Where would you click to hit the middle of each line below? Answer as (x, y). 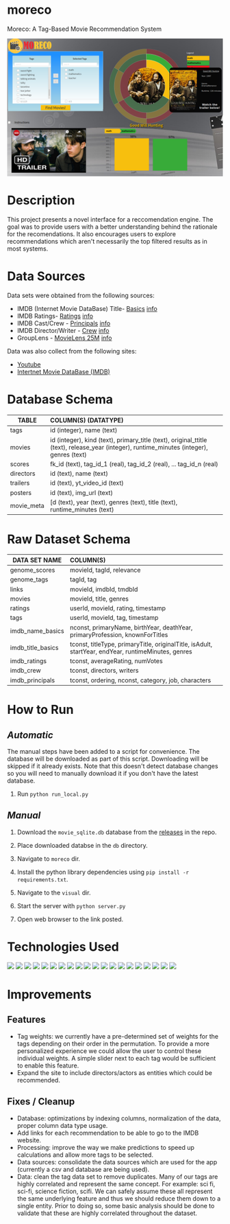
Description (41, 200)
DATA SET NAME (37, 560)
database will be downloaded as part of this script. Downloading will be (108, 759)
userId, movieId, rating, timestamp (118, 608)
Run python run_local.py (53, 794)
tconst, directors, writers (104, 671)
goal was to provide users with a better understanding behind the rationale (112, 227)
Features (26, 1020)
